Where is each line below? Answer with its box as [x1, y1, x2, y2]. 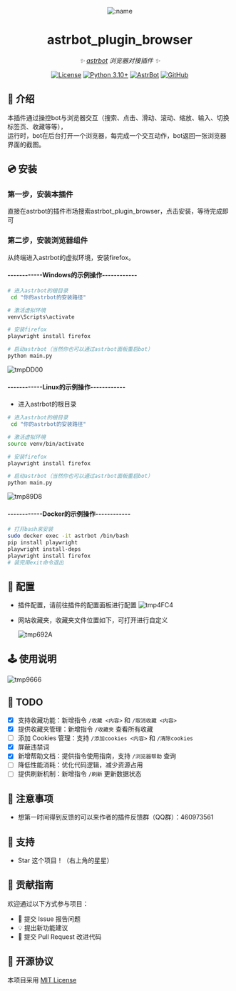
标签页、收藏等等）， [7, 122, 67, 131]
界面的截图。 [7, 140, 45, 149]
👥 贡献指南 [7, 879, 53, 891]
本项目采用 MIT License [7, 975, 77, 984]
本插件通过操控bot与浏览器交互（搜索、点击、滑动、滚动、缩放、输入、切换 [7, 113, 230, 121]
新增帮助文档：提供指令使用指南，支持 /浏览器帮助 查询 [17, 752, 177, 760]
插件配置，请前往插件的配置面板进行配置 [17, 601, 137, 609]
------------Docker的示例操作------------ [7, 509, 130, 518]
